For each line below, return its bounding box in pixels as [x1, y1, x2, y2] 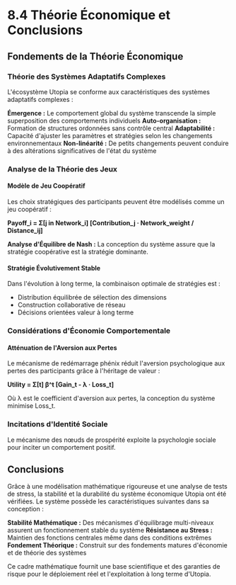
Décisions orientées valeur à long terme [17, 308, 134, 317]
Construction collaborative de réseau [17, 301, 126, 309]
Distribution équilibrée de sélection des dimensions [17, 293, 167, 302]
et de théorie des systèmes [7, 549, 87, 557]
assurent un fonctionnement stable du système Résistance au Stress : [7, 526, 213, 535]
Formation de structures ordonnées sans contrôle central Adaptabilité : [7, 124, 216, 132]
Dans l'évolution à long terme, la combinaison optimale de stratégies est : [7, 280, 220, 288]
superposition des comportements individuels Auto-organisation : [7, 116, 201, 125]
